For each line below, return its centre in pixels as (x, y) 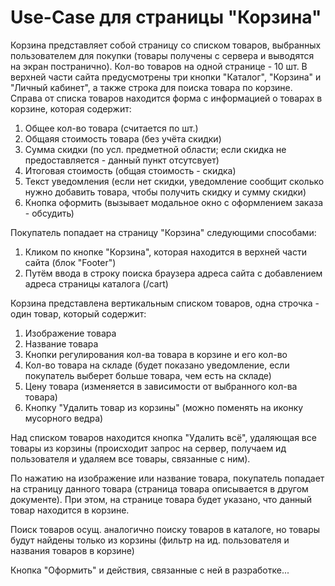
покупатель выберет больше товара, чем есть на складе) (148, 375)
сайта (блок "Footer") (70, 262)
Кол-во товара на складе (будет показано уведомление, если (157, 365)
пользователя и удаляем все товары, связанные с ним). (130, 458)
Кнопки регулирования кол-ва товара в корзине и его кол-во (156, 354)
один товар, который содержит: (78, 313)
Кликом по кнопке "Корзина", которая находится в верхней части (165, 252)
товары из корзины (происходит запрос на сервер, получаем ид (148, 448)
